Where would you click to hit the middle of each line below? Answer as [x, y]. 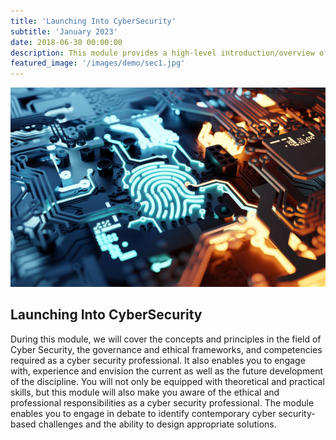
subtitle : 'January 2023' [64, 31]
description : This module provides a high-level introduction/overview [162, 53]
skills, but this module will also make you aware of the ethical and [145, 392]
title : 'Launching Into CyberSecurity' [93, 21]
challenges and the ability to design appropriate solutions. [157, 424]
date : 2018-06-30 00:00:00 [66, 42]
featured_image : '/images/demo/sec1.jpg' [98, 63]
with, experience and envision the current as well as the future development [167, 371]
